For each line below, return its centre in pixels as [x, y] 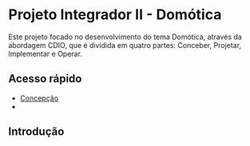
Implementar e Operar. [45, 53]
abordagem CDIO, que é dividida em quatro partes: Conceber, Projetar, [125, 45]
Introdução [36, 132]
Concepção [39, 98]
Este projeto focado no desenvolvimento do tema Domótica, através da [125, 37]
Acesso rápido [45, 79]
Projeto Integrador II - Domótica [115, 15]
